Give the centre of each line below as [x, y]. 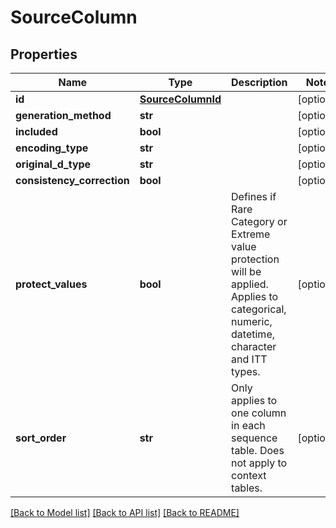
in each [248, 425]
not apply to [259, 463]
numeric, [252, 321]
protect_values [51, 284]
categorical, [259, 309]
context [249, 475]
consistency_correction [72, 180]
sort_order [41, 438]
